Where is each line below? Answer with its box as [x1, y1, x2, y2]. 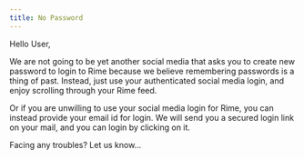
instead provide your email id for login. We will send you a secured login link [9, 112, 294, 123]
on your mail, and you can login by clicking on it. [9, 122, 191, 133]
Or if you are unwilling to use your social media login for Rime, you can [9, 102, 275, 114]
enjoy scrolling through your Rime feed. [9, 84, 157, 95]
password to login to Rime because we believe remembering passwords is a [9, 65, 295, 76]
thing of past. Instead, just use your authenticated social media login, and [9, 75, 285, 86]
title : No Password [9, 13, 84, 23]
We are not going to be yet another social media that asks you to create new [9, 55, 296, 66]
